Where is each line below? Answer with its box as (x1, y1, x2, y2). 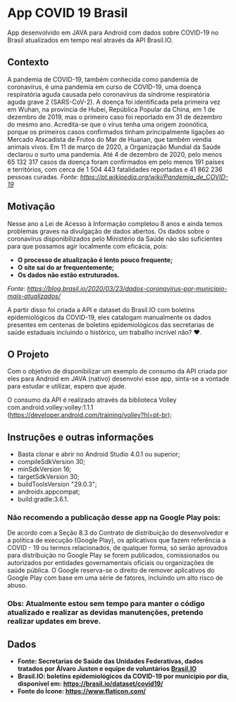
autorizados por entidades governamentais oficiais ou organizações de (7, 559, 214, 567)
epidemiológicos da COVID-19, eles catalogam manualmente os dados (7, 313, 211, 321)
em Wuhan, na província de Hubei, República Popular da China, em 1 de (7, 105, 216, 114)
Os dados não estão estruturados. (17, 270, 120, 279)
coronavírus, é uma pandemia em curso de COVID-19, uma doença (7, 83, 201, 91)
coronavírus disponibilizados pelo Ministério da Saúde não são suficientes (7, 234, 223, 243)
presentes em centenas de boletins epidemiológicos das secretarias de (7, 320, 215, 329)
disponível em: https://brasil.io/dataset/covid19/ (17, 679, 163, 688)
